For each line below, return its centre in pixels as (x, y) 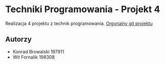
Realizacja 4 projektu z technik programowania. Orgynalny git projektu (79, 23)
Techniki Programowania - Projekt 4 (83, 9)
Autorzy (19, 39)
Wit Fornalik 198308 (34, 57)
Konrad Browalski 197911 (38, 51)
